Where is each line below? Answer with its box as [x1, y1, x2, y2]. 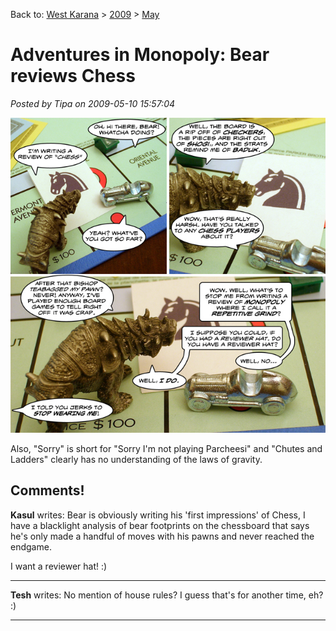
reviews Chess [10, 65, 136, 88]
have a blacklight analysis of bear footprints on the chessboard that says [10, 519, 310, 531]
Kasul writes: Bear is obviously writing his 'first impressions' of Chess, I [10, 509, 306, 521]
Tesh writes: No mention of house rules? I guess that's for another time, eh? [10, 589, 324, 601]
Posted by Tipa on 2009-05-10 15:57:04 [10, 97, 176, 109]
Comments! [10, 482, 85, 499]
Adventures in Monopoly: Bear [10, 44, 270, 66]
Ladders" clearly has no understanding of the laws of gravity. [10, 453, 263, 465]
